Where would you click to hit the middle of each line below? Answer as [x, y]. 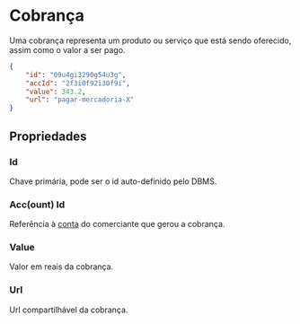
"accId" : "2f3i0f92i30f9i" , [78, 83]
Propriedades [48, 136]
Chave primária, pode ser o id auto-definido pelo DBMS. [113, 181]
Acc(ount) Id [37, 205]
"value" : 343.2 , [56, 92]
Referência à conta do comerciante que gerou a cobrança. [117, 224]
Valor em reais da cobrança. [62, 267]
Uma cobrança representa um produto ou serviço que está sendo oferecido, [150, 40]
